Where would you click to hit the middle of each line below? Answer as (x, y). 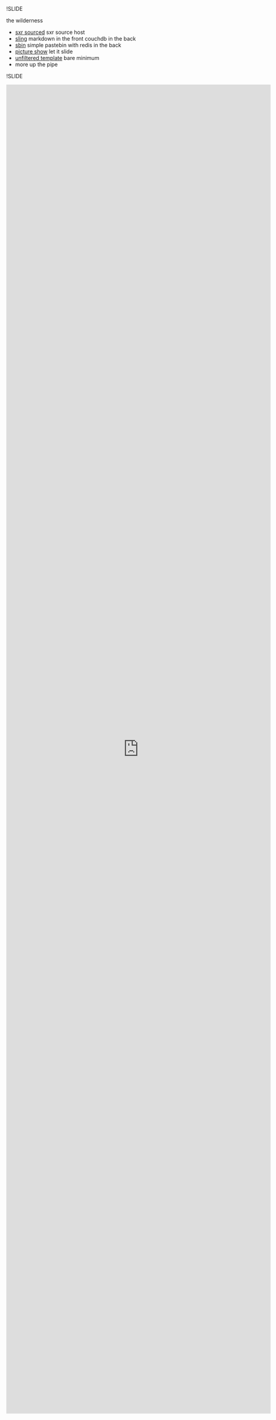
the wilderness (25, 20)
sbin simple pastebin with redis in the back (68, 45)
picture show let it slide (44, 51)
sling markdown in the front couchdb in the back (75, 38)
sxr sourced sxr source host (50, 32)
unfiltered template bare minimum (57, 58)
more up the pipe (37, 64)
